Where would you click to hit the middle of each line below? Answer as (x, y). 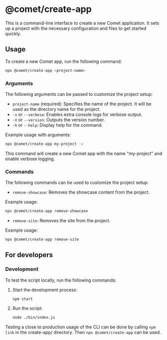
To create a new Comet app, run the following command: (64, 61)
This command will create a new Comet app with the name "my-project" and (84, 153)
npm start (23, 299)
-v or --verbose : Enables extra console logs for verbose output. (77, 114)
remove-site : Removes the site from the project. (61, 220)
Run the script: (27, 309)
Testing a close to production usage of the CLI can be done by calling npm (81, 327)
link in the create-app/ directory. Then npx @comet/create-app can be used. (83, 333)
